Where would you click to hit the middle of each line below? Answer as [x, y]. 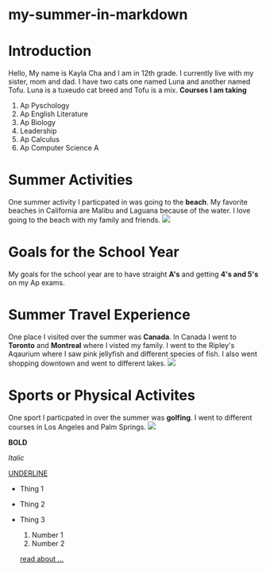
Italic [16, 458]
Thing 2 [32, 504]
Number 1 [47, 534]
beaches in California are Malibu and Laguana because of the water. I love [129, 211]
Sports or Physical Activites [102, 395]
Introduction [50, 51]
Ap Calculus [39, 139]
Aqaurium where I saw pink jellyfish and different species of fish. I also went [133, 354]
